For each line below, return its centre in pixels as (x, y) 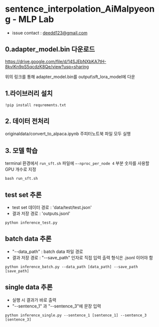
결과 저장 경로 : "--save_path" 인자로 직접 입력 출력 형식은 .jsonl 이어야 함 (82, 257)
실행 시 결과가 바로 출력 (34, 300)
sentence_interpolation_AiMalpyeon (80, 9)
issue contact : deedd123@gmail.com (50, 33)
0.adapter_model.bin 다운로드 (50, 49)
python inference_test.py (31, 223)
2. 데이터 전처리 (27, 121)
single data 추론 (29, 287)
